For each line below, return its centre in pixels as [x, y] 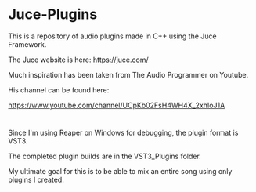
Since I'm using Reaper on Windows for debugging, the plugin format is [123, 133]
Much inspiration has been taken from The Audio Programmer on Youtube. [128, 74]
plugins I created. [36, 180]
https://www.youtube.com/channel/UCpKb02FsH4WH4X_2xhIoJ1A [117, 105]
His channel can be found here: [59, 90]
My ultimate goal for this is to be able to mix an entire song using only [120, 172]
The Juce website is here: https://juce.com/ [78, 60]
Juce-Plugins [53, 14]
